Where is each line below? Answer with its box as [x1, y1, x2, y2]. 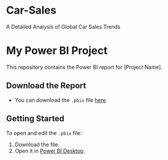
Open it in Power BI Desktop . [14, 147, 85, 154]
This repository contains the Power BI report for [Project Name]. [6, 63, 163, 71]
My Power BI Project [6, 44, 108, 57]
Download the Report [6, 81, 86, 91]
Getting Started [6, 114, 65, 124]
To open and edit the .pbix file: [6, 129, 82, 136]
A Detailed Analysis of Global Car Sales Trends [6, 23, 121, 30]
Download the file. [14, 140, 60, 148]
